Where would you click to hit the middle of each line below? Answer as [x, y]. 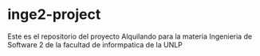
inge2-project [54, 15]
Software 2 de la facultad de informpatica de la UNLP [95, 44]
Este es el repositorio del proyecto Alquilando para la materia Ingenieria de [130, 36]
